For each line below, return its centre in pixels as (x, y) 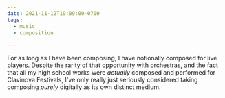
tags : (15, 20)
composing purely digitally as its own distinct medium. (84, 87)
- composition (33, 33)
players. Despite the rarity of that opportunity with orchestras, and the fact (113, 65)
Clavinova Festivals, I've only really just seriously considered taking (103, 80)
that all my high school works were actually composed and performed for (111, 73)
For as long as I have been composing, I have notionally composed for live (112, 58)
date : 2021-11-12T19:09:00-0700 (53, 13)
